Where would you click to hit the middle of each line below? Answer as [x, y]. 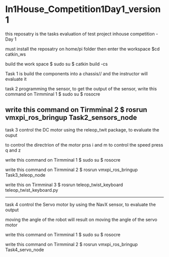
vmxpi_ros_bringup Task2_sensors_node [71, 118]
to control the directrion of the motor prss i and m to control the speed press [84, 145]
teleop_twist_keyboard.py [32, 190]
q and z [13, 150]
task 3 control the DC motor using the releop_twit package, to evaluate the [82, 130]
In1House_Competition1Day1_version [83, 9]
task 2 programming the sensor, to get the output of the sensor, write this [81, 88]
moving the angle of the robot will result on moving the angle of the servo [81, 219]
